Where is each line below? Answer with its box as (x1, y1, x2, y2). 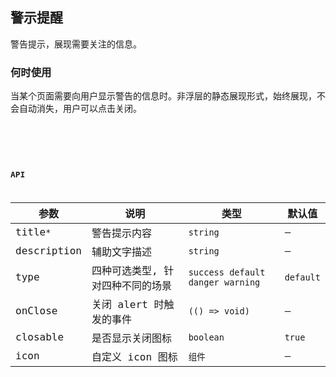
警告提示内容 (91, 226, 152, 240)
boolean (188, 331, 225, 343)
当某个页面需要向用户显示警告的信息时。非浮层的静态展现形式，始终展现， (10, 90, 317, 102)
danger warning (188, 276, 261, 288)
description (15, 244, 82, 258)
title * (15, 226, 52, 239)
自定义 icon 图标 (91, 350, 178, 363)
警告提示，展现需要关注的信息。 (10, 38, 142, 50)
